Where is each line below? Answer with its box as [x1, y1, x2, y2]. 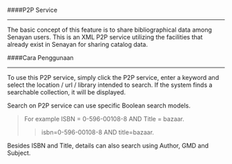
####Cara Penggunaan [7, 54, 74, 61]
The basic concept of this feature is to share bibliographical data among [7, 25, 213, 34]
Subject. [7, 149, 31, 157]
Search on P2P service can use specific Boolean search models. [7, 101, 191, 110]
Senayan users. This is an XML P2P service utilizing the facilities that [7, 33, 203, 41]
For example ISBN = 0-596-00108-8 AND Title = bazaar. [23, 115, 185, 123]
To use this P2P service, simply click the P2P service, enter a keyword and [7, 74, 220, 81]
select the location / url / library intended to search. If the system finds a [7, 81, 213, 89]
